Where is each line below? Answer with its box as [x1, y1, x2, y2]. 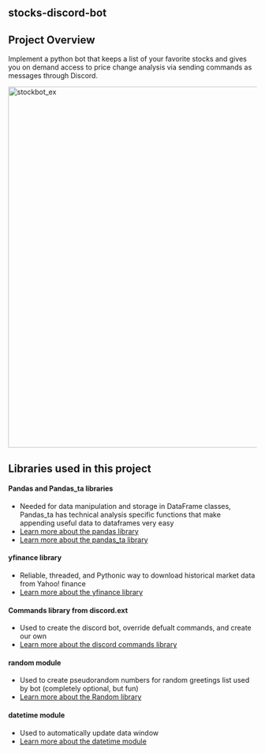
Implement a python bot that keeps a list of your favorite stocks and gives [8, 55, 247, 64]
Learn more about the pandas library [19, 526, 140, 536]
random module [8, 657, 62, 667]
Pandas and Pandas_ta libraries [8, 484, 114, 493]
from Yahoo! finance [19, 579, 87, 588]
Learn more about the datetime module [19, 736, 147, 746]
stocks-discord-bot [8, 6, 107, 20]
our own [19, 631, 47, 641]
